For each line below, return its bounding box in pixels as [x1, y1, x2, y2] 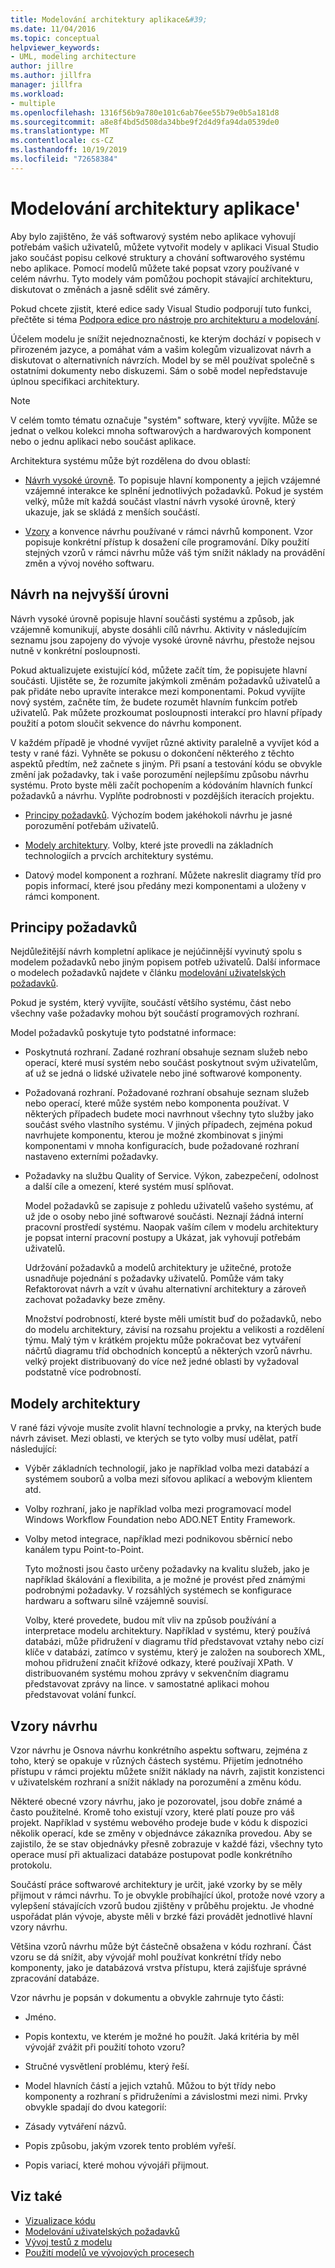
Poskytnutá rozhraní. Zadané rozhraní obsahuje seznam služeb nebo [24, 1046, 308, 1058]
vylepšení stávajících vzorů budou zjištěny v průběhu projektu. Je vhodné [10, 1899, 315, 1911]
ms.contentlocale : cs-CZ [10, 136, 114, 146]
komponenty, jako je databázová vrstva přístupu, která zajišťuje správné [10, 1961, 307, 1973]
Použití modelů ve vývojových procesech [24, 2246, 195, 2258]
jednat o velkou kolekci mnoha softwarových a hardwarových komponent [10, 424, 312, 436]
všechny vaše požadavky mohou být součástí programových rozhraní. [10, 1007, 300, 1020]
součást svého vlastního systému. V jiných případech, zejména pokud [24, 1119, 313, 1131]
